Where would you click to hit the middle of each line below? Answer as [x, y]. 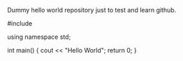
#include [20, 23]
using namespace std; [39, 37]
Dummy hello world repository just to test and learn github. [92, 10]
